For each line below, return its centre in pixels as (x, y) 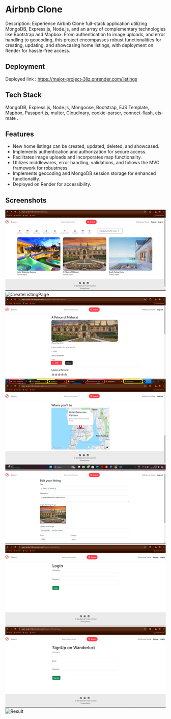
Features (20, 134)
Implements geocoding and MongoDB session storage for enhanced (84, 173)
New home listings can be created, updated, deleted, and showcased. (86, 146)
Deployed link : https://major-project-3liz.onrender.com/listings (71, 79)
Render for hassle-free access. (38, 50)
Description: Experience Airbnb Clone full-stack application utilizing (76, 23)
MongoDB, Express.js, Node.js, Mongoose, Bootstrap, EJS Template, (77, 107)
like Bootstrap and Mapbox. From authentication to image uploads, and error (85, 34)
